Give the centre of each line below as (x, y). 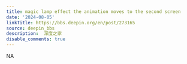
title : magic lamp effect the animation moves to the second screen (93, 12)
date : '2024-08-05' (31, 17)
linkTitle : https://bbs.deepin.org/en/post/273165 (71, 23)
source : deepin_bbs (31, 28)
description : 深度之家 (34, 34)
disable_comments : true (36, 39)
